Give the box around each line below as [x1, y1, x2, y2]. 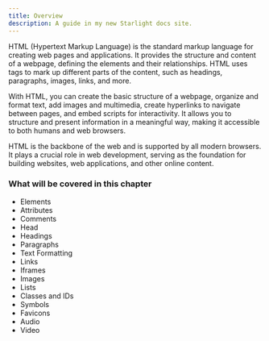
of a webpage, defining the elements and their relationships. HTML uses [8, 58, 248, 69]
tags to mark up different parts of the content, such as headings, [8, 67, 223, 77]
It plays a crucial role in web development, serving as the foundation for [8, 150, 246, 160]
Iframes [19, 265, 46, 275]
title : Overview [8, 11, 63, 20]
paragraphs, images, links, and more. [8, 76, 131, 85]
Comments [19, 214, 57, 223]
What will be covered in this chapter [8, 178, 152, 189]
